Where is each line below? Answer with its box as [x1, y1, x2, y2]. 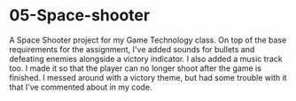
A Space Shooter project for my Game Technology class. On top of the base [9, 35, 287, 45]
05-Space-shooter [9, 5, 151, 26]
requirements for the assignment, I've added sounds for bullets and [9, 43, 255, 54]
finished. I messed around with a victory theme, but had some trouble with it [9, 72, 287, 82]
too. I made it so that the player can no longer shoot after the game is [9, 63, 261, 74]
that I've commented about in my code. [9, 82, 152, 92]
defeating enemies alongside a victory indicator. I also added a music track [9, 53, 283, 64]
